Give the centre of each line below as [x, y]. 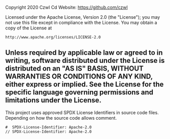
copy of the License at [29, 28]
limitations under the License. [53, 100]
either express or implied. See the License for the [84, 84]
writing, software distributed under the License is [85, 61]
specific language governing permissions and [79, 93]
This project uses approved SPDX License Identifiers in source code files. [82, 112]
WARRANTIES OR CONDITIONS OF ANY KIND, [79, 76]
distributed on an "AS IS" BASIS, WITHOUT [74, 69]
